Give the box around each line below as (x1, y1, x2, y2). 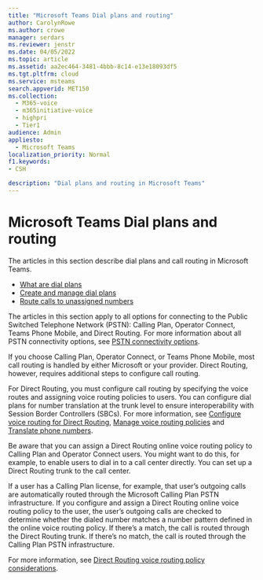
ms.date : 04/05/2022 (8, 48, 76, 56)
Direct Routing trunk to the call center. (8, 466, 131, 475)
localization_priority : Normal (8, 150, 111, 158)
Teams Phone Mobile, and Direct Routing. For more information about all (8, 328, 242, 338)
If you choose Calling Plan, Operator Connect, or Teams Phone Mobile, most (8, 352, 255, 361)
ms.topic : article (8, 56, 68, 64)
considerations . (8, 563, 59, 573)
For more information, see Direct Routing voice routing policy (8, 555, 206, 564)
